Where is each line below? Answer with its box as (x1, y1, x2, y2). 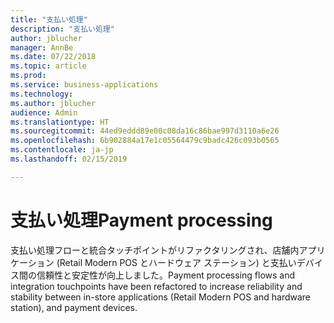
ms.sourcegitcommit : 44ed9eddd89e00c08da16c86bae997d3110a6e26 (10, 126, 280, 136)
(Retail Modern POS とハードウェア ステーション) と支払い (56, 256, 297, 268)
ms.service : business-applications (10, 80, 159, 90)
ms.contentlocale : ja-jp (10, 145, 114, 155)
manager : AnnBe (10, 42, 74, 53)
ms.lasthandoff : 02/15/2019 (10, 154, 128, 164)
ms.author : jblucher (10, 98, 97, 108)
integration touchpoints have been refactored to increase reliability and (10, 280, 303, 292)
